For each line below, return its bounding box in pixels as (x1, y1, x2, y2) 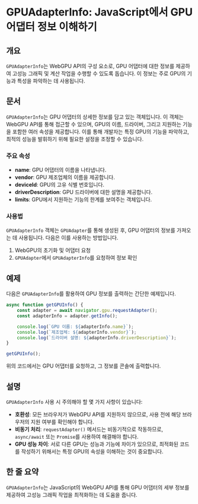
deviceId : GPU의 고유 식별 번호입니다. (14, 181, 105, 189)
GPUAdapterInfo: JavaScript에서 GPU (6, 5, 193, 19)
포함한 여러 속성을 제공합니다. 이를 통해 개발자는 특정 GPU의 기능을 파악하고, (12, 128, 190, 135)
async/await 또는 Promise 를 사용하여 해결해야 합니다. (14, 433, 139, 441)
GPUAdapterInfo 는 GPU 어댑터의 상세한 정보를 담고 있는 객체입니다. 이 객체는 (6, 113, 184, 120)
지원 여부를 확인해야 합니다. (30, 419, 94, 426)
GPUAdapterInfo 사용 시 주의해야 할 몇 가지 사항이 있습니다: (6, 398, 143, 406)
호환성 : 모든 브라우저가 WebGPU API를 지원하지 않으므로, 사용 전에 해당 (14, 411, 181, 418)
